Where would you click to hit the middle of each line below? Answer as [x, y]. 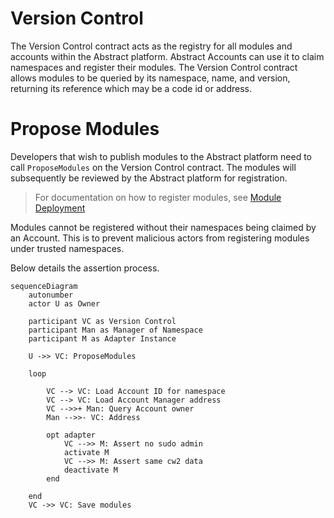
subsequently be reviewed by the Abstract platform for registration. [149, 178]
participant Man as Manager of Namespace [115, 330]
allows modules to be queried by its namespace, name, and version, [150, 78]
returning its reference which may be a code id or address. [131, 88]
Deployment [60, 208]
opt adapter [71, 435]
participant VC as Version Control [102, 321]
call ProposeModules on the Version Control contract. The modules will [153, 167]
